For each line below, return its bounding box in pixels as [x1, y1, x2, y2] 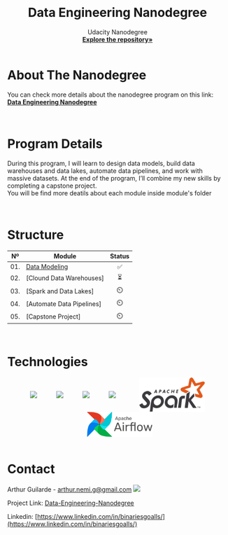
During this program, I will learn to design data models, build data [7, 159, 196, 167]
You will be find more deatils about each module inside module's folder [7, 188, 212, 197]
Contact [7, 461, 55, 477]
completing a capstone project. [7, 181, 97, 190]
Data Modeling [25, 263, 69, 270]
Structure [7, 227, 64, 242]
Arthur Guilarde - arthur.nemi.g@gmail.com [7, 485, 132, 494]
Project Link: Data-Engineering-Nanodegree [7, 499, 134, 507]
